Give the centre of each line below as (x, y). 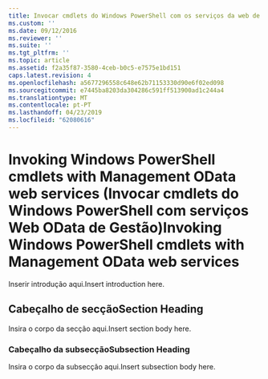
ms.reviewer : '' (35, 38)
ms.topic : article (39, 61)
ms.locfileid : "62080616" (51, 120)
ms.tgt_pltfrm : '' (39, 53)
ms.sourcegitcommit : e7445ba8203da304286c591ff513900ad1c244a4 (116, 90)
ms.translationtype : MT (48, 98)
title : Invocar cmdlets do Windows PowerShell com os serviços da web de (134, 16)
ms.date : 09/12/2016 (43, 30)
